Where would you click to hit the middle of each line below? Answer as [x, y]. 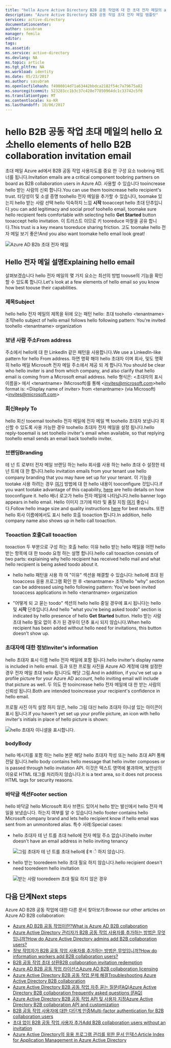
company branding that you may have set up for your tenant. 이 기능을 [79, 477]
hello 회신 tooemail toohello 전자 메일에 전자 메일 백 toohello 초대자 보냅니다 [82, 421]
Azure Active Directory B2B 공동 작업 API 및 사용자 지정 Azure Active [83, 999]
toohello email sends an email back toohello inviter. [59, 438]
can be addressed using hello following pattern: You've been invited [84, 587]
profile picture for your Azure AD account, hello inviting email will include [82, 678]
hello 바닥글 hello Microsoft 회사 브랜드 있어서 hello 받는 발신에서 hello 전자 [82, 806]
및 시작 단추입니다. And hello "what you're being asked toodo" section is [87, 609]
